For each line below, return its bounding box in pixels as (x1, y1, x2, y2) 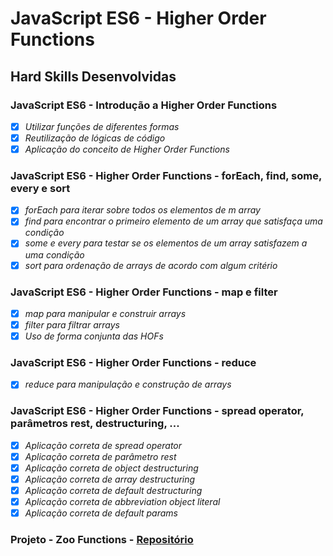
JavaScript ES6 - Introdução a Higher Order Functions (10, 98, 278, 112)
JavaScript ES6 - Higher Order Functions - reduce (10, 356, 257, 370)
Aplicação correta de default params (24, 507, 178, 519)
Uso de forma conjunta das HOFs (24, 330, 164, 342)
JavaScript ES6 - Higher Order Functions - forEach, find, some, (10, 168, 322, 182)
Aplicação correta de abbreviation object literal (24, 496, 221, 508)
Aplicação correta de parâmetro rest (24, 450, 177, 462)
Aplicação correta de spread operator (24, 439, 183, 451)
